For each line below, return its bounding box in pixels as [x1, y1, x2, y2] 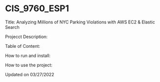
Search [5, 24, 20, 30]
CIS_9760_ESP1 [5, 3, 70, 14]
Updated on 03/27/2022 [5, 71, 54, 77]
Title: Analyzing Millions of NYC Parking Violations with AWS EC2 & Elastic [5, 19, 156, 25]
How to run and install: [5, 52, 51, 59]
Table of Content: [5, 43, 40, 49]
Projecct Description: [5, 34, 48, 40]
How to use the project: [5, 62, 53, 68]
